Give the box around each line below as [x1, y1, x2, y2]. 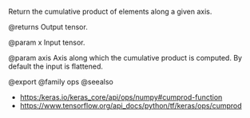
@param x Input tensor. [8, 37, 85, 47]
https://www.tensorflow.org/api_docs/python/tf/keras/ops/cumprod [19, 101, 242, 110]
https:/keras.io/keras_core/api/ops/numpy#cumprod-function [19, 92, 223, 102]
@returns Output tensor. [8, 22, 88, 31]
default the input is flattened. [8, 61, 104, 71]
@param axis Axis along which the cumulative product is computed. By [8, 53, 242, 62]
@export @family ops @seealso [8, 77, 113, 86]
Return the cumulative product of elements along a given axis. [8, 7, 212, 16]
